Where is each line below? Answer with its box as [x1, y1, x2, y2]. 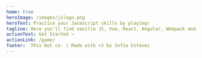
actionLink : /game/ [6, 37, 56, 43]
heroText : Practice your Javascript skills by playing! [6, 20, 150, 26]
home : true [6, 8, 34, 15]
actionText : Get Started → [6, 31, 74, 37]
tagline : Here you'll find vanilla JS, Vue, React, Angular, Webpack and [6, 25, 197, 32]
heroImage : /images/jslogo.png [6, 14, 85, 21]
